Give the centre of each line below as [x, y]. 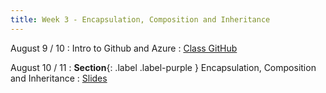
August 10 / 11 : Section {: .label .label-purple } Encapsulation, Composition [163, 67]
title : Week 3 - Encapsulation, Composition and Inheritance [140, 19]
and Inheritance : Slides [59, 78]
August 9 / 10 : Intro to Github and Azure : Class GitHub [124, 48]
